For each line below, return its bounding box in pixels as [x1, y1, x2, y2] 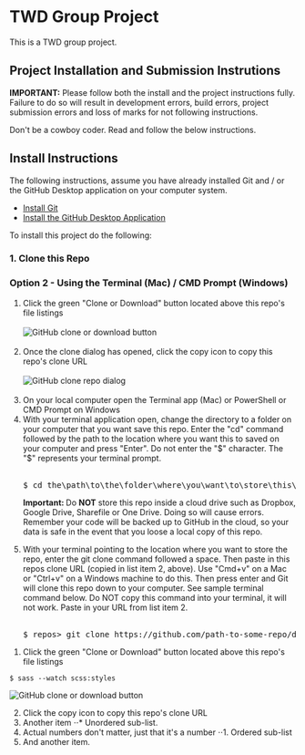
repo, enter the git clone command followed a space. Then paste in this [22, 553, 290, 564]
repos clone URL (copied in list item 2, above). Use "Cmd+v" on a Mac [22, 563, 287, 574]
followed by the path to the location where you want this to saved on [22, 433, 280, 444]
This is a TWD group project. [9, 36, 117, 47]
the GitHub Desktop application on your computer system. [9, 184, 228, 195]
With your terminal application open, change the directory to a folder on [22, 413, 292, 425]
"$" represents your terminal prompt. [22, 452, 162, 463]
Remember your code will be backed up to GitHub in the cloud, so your [22, 516, 290, 527]
